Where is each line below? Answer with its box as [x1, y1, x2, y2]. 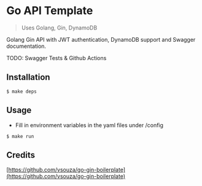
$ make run [6, 133, 34, 139]
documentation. [6, 42, 47, 50]
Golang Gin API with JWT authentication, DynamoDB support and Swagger [6, 36, 196, 43]
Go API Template [6, 4, 93, 18]
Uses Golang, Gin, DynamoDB [21, 24, 98, 31]
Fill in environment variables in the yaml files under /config [15, 121, 164, 129]
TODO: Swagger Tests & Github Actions [6, 54, 107, 61]
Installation [6, 72, 50, 83]
